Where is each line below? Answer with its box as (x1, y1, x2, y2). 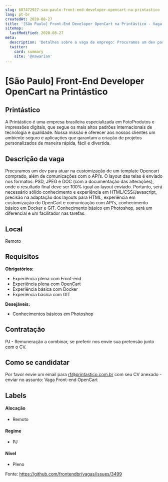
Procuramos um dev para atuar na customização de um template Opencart (5, 168, 159, 174)
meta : (5, 35, 16, 40)
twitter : (9, 44, 28, 49)
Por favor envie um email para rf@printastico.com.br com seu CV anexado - (5, 372, 162, 378)
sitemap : (5, 26, 23, 31)
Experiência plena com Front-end (12, 275, 81, 281)
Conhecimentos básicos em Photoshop (12, 311, 93, 317)
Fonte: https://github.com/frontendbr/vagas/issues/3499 (5, 471, 122, 477)
